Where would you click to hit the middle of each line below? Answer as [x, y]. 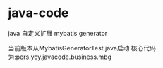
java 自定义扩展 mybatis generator [58, 33]
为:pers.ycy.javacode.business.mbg [60, 57]
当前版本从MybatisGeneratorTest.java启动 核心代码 [82, 48]
